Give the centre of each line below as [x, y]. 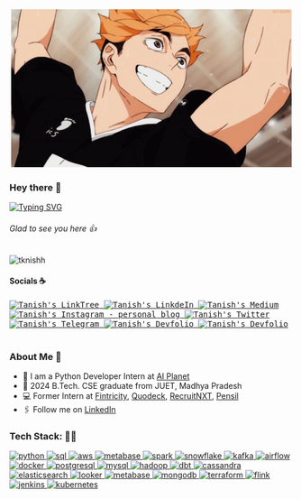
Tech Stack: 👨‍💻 [43, 436]
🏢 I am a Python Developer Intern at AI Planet [106, 376]
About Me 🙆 [36, 356]
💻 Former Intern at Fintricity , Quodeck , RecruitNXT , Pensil [130, 396]
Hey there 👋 [35, 187]
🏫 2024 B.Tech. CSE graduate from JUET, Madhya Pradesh [132, 386]
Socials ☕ [28, 281]
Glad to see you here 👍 [53, 228]
